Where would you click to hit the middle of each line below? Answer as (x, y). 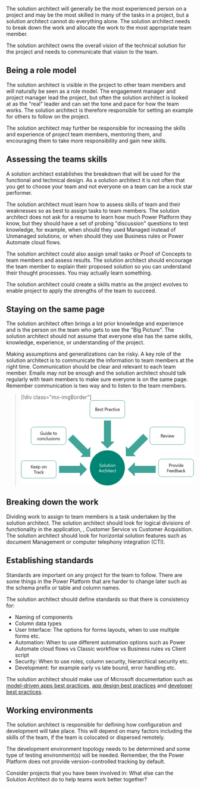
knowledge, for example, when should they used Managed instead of (91, 229)
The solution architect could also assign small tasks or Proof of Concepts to (99, 254)
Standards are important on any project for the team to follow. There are (94, 575)
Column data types (38, 623)
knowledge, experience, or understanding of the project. (75, 342)
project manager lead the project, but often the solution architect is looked (97, 97)
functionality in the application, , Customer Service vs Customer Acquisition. (100, 529)
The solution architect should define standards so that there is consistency (98, 599)
